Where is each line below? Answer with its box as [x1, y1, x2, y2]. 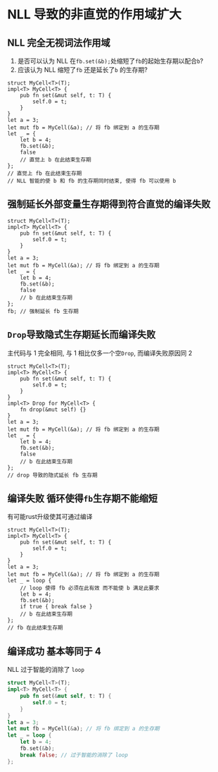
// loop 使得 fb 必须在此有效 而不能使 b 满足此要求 [20, 584, 160, 592]
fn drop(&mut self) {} [20, 406, 86, 413]
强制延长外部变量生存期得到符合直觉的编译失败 [7, 198, 211, 210]
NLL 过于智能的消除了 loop [7, 666, 84, 674]
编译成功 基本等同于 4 [7, 645, 102, 657]
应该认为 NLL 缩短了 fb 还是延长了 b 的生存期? [17, 66, 148, 74]
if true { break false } [20, 603, 93, 611]
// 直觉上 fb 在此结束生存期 [7, 170, 82, 177]
